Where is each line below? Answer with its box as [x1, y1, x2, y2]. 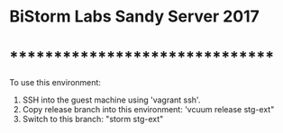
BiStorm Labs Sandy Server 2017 [9, 6, 260, 27]
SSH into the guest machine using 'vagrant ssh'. [22, 94, 201, 105]
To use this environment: [9, 77, 102, 88]
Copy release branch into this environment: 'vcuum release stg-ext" [22, 104, 275, 115]
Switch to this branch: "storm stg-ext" [22, 114, 164, 125]
